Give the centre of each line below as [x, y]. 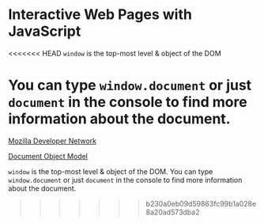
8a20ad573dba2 [173, 212]
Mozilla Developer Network [53, 141]
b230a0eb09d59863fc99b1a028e [201, 203]
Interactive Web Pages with [100, 15]
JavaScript [45, 31]
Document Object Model [48, 156]
